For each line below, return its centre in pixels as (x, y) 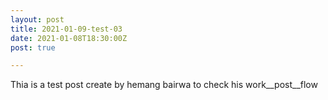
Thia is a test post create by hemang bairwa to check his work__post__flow (164, 85)
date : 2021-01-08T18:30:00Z (69, 38)
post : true (33, 47)
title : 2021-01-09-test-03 (66, 29)
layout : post (37, 19)
